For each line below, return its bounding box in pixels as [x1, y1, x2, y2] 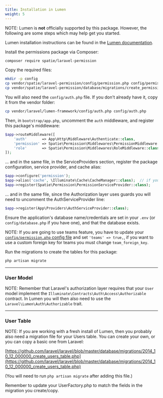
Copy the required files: [5, 67, 52, 73]
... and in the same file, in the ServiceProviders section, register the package [5, 159, 158, 165]
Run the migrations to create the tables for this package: [5, 249, 118, 255]
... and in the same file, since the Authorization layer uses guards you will [5, 191, 151, 197]
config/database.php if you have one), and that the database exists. [5, 219, 140, 226]
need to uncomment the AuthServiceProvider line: [5, 196, 105, 202]
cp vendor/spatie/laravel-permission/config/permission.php [5, 81, 130, 86]
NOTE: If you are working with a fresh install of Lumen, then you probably [5, 329, 152, 334]
